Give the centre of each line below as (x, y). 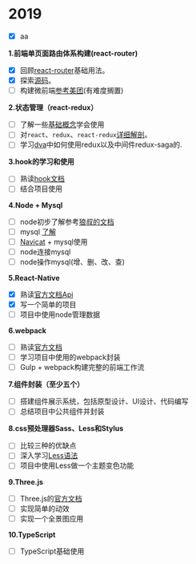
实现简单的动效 (44, 508)
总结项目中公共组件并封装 (62, 412)
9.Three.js (26, 481)
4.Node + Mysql (36, 205)
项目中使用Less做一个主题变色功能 (77, 465)
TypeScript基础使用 (52, 551)
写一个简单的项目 (48, 304)
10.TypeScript (32, 534)
